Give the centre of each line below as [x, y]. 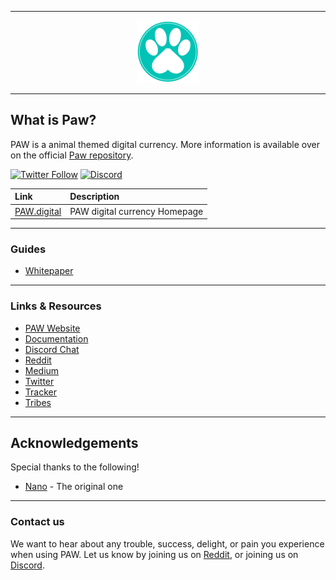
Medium [42, 370]
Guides [28, 249]
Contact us [37, 522]
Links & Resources [56, 306]
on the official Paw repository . [72, 155]
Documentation [56, 338]
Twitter [39, 381]
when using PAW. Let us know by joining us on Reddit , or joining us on [154, 554]
